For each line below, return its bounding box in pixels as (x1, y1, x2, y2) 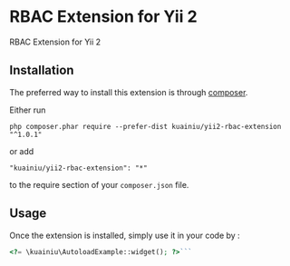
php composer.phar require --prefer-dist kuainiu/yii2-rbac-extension (9, 122, 282, 131)
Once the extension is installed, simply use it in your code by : (9, 230, 240, 241)
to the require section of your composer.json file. (9, 179, 189, 190)
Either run (9, 104, 46, 115)
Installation (9, 63, 74, 78)
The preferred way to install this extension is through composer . (9, 86, 248, 97)
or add (9, 145, 34, 156)
